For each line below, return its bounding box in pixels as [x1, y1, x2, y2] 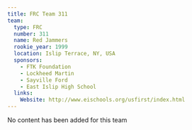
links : [13, 90, 33, 97]
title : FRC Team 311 [7, 10, 69, 18]
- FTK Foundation [20, 63, 72, 70]
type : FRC [13, 23, 43, 31]
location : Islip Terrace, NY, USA [13, 50, 115, 58]
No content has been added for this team [7, 116, 128, 124]
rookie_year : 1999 [13, 43, 69, 50]
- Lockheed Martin [20, 70, 74, 77]
